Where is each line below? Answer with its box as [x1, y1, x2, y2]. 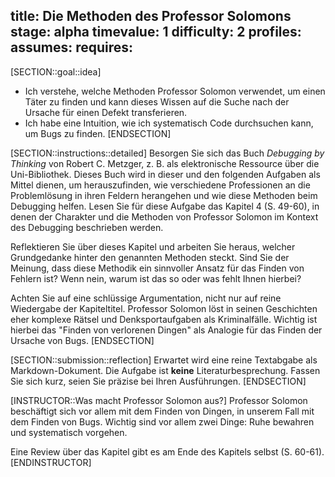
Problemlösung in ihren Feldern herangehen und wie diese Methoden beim [10, 189, 318, 201]
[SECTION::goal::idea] [10, 65, 102, 78]
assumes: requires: [10, 39, 134, 56]
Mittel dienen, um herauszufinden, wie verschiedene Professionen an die [10, 179, 311, 191]
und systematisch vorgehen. [10, 426, 128, 438]
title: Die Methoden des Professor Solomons [10, 8, 292, 25]
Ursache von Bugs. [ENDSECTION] [10, 334, 155, 346]
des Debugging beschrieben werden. [10, 221, 164, 233]
